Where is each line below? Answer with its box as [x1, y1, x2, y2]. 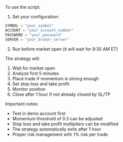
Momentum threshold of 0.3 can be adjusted [12, 115, 103, 121]
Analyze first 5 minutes [12, 70, 59, 76]
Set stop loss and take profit [12, 81, 70, 87]
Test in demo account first [12, 110, 65, 116]
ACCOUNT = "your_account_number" [5, 28, 74, 33]
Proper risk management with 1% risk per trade [12, 131, 108, 137]
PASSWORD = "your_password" [5, 32, 63, 37]
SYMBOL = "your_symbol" [5, 23, 54, 28]
